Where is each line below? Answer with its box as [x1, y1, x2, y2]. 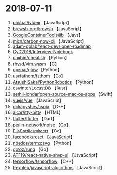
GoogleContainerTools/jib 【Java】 [12, 32, 83, 38]
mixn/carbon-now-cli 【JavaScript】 [12, 38, 87, 44]
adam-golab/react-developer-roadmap [12, 44, 91, 49]
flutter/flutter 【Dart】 [12, 115, 57, 121]
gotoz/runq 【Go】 [12, 146, 51, 152]
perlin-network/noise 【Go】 [12, 122, 71, 128]
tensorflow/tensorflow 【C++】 [12, 158, 76, 164]
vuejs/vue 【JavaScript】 [12, 97, 64, 103]
